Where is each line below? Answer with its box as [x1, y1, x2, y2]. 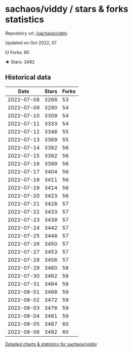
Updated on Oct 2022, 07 [5, 39, 57, 45]
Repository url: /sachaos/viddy [5, 30, 67, 36]
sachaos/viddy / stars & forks [5, 3, 129, 15]
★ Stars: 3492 [5, 59, 35, 65]
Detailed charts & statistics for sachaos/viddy [5, 341, 98, 347]
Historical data [5, 73, 51, 82]
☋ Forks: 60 [5, 49, 30, 55]
